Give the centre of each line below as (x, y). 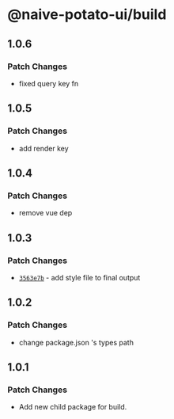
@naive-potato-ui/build (87, 15)
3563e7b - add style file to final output (79, 277)
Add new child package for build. (73, 407)
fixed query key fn (49, 83)
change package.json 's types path (76, 342)
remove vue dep (45, 213)
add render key (43, 148)
